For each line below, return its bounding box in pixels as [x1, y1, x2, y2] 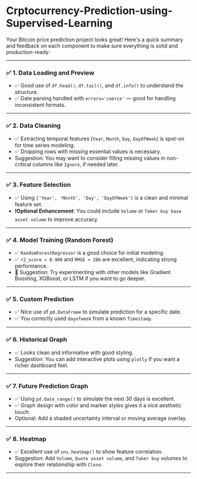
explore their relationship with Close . [14, 461, 103, 468]
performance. [14, 262, 48, 269]
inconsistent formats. [14, 102, 66, 109]
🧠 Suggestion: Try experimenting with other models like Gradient [14, 269, 171, 276]
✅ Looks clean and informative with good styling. [14, 349, 134, 356]
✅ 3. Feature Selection [6, 181, 72, 189]
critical [14, 160, 31, 168]
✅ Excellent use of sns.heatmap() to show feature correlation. [14, 448, 163, 456]
